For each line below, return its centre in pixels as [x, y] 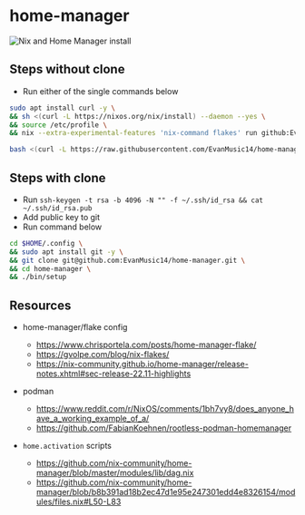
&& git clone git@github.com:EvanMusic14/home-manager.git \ [128, 260]
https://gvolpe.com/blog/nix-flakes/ [103, 355]
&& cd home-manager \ [50, 268]
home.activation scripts [67, 446]
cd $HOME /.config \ [46, 243]
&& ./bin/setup [38, 277]
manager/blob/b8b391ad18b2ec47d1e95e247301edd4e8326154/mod [166, 492]
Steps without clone [67, 69]
